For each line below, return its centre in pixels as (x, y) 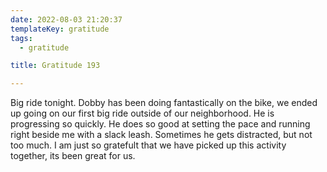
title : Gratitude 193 (55, 66)
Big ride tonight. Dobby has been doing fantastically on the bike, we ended (164, 103)
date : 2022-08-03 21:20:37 (66, 19)
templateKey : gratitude (60, 29)
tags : (21, 38)
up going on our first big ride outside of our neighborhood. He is (142, 113)
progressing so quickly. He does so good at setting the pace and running (160, 124)
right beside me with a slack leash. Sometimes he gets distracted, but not (161, 135)
